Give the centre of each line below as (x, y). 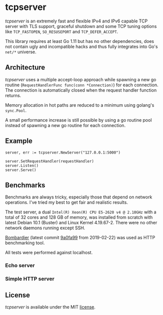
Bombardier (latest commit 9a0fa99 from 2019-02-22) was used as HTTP (80, 238)
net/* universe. (21, 52)
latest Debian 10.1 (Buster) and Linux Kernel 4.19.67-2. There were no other (81, 223)
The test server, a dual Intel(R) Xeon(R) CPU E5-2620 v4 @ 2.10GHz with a (81, 212)
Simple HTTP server (30, 279)
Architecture (25, 68)
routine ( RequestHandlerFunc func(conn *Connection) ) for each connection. (82, 85)
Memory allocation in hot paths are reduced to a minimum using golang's (80, 105)
